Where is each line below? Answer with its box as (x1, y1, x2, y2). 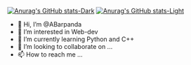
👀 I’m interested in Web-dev (17, 28, 98, 36)
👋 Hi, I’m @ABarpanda (17, 20, 82, 28)
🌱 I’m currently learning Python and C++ (17, 35, 135, 43)
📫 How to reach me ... (17, 50, 83, 59)
